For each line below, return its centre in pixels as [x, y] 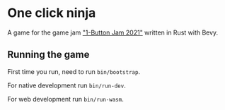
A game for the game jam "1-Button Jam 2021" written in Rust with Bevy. [113, 32]
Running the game [48, 55]
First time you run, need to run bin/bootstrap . [74, 71]
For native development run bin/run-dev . [67, 85]
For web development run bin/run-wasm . [65, 99]
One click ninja [52, 13]
